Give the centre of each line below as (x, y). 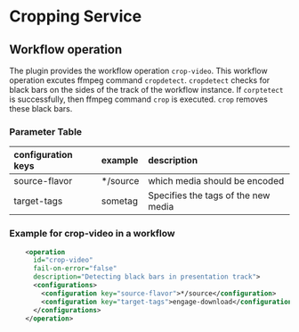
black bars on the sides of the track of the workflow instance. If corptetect (146, 90)
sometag (119, 201)
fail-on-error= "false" (75, 269)
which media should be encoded (216, 181)
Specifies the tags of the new (209, 195)
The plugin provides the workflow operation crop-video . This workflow (139, 71)
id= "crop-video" (63, 261)
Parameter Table (46, 131)
